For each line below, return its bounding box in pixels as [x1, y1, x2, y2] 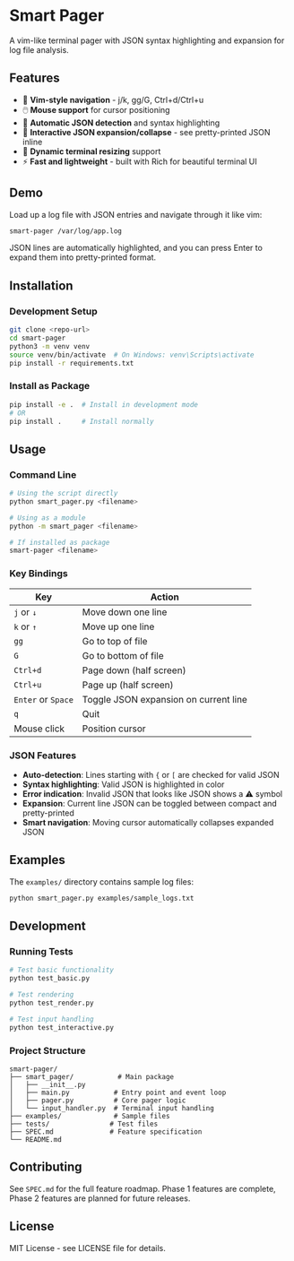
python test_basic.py [9, 974, 91, 983]
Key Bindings [9, 567, 69, 580]
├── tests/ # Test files [9, 1119, 159, 1128]
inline [22, 136, 43, 147]
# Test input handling [9, 1015, 94, 1023]
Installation [9, 278, 73, 293]
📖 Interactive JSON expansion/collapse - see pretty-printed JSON [22, 126, 271, 137]
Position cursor [82, 722, 146, 735]
